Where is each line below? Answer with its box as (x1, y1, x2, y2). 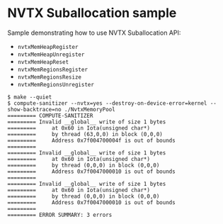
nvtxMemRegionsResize (17, 73, 81, 81)
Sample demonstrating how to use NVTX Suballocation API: (7, 28, 181, 37)
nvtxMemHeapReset (17, 58, 69, 65)
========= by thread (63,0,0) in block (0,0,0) (7, 130, 163, 138)
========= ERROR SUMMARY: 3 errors (7, 211, 113, 218)
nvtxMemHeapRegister (17, 43, 79, 50)
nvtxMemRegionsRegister (17, 66, 88, 73)
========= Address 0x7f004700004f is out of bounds (7, 137, 176, 144)
